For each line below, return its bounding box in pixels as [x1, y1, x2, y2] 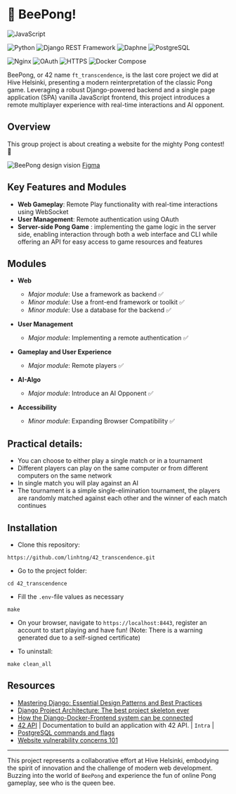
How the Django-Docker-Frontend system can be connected [17, 713, 193, 721]
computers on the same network [17, 471, 112, 480]
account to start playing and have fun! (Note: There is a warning [17, 626, 203, 634]
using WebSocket [17, 207, 69, 216]
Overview [7, 121, 51, 133]
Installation [7, 521, 58, 534]
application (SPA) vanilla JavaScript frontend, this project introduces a [7, 93, 210, 101]
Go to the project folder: [17, 566, 87, 575]
